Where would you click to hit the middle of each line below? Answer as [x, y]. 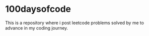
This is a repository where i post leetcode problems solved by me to [74, 23]
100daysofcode [38, 9]
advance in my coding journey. [37, 28]
